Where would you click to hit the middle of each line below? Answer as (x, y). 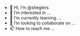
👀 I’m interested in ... (30, 13)
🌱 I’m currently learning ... (35, 18)
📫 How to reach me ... (32, 28)
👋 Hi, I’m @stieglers (29, 8)
